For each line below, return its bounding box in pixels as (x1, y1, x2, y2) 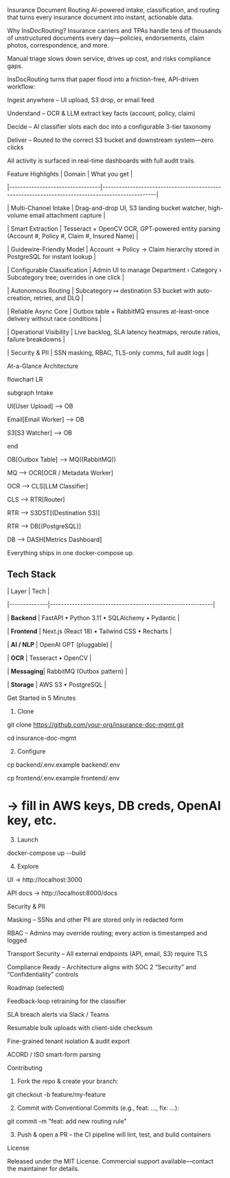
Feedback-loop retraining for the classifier (7, 997, 126, 1005)
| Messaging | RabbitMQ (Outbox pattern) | (7, 667, 128, 675)
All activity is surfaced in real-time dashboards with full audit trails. (7, 156, 196, 165)
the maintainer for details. (7, 1164, 80, 1172)
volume (7, 211, 29, 219)
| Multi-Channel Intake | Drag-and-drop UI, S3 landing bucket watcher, (7, 204, 207, 212)
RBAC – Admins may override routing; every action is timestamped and (7, 929, 207, 937)
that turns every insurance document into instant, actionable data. (7, 13, 194, 21)
